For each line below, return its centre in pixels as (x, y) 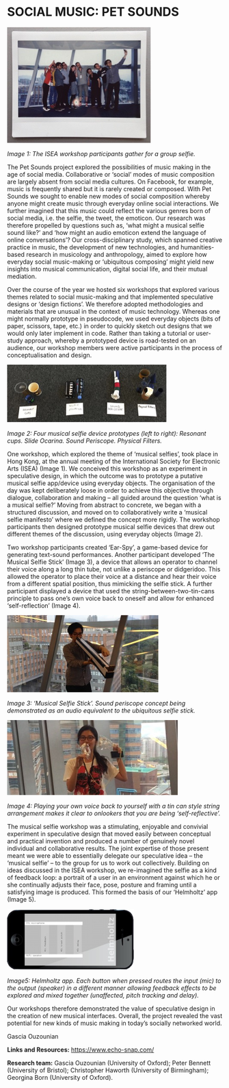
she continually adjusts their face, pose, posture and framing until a (102, 885)
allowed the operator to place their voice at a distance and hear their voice (112, 576)
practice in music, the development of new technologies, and (93, 247)
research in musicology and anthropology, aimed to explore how (117, 254)
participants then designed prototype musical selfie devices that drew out (111, 527)
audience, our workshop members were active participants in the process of (114, 347)
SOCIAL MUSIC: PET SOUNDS (93, 12)
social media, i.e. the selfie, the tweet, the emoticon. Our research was (106, 218)
